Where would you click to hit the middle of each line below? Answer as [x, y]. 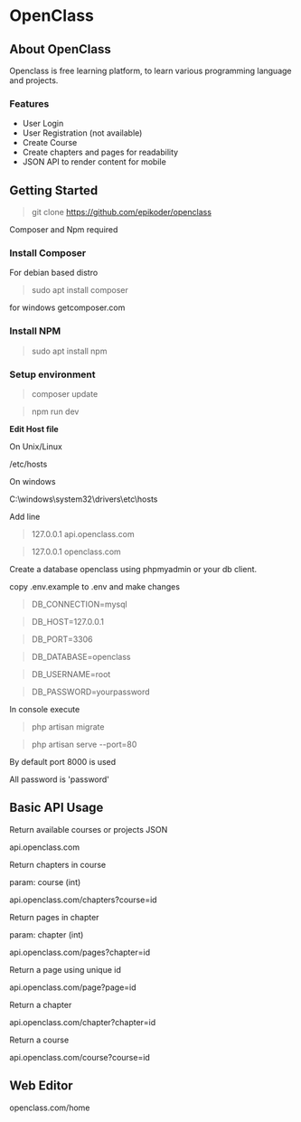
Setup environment [53, 374]
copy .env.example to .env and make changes [95, 587]
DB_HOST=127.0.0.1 [67, 622]
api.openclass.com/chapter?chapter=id [83, 1022]
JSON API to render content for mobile [94, 162]
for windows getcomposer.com [67, 307]
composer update [65, 394]
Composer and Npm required [64, 230]
